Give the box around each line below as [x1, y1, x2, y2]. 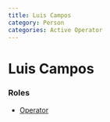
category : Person [8, 19, 65, 27]
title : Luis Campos [8, 11, 72, 20]
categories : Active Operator [8, 26, 103, 34]
